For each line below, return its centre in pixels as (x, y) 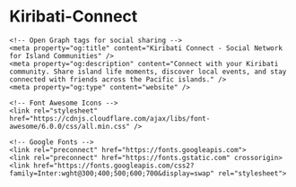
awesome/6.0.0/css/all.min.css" (70, 126)
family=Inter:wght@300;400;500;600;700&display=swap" (112, 173)
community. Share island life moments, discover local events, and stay (148, 72)
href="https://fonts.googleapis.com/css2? (113, 166)
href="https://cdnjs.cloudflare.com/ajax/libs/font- (110, 118)
